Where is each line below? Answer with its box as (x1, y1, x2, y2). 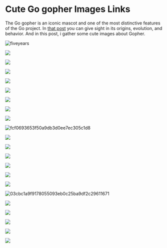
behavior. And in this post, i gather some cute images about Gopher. (5, 30, 145, 36)
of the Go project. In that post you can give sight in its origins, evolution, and (5, 25, 162, 31)
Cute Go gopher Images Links (5, 3, 131, 15)
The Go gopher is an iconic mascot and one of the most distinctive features (5, 20, 161, 26)
